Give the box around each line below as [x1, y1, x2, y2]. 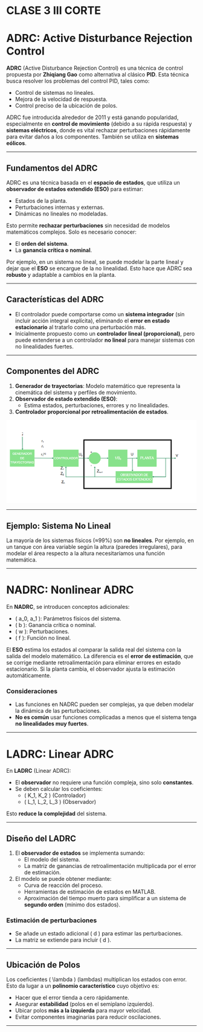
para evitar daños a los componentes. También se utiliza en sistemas [6, 133, 179, 140]
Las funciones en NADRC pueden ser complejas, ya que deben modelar [14, 701, 195, 708]
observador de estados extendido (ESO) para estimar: [6, 185, 144, 192]
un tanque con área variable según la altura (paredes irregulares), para [6, 543, 182, 551]
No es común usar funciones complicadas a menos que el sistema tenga [14, 714, 197, 721]
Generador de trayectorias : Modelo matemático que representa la [14, 382, 181, 389]
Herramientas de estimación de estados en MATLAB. [24, 888, 156, 895]
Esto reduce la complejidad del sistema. [6, 810, 107, 817]
